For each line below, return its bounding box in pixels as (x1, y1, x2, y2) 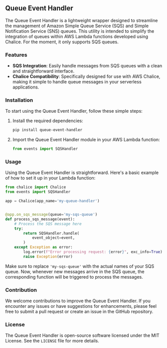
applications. (12, 84, 39, 90)
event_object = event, (32, 235, 75, 240)
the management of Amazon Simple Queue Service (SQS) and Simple (5, 23, 149, 29)
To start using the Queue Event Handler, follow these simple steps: (5, 108, 143, 114)
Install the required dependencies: (12, 118, 84, 124)
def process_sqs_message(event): (5, 216, 75, 222)
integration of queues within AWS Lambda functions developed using (5, 33, 148, 39)
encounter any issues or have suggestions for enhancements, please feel (5, 303, 157, 309)
